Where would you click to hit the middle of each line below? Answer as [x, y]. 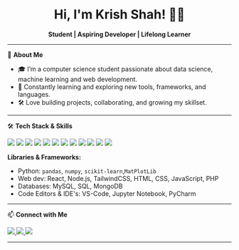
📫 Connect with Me [37, 214]
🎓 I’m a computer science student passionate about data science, [115, 69]
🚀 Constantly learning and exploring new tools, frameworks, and [112, 87]
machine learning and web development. [77, 79]
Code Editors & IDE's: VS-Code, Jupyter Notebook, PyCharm [107, 193]
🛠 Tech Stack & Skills [40, 126]
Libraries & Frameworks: [44, 157]
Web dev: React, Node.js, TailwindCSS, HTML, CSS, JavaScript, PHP [118, 178]
